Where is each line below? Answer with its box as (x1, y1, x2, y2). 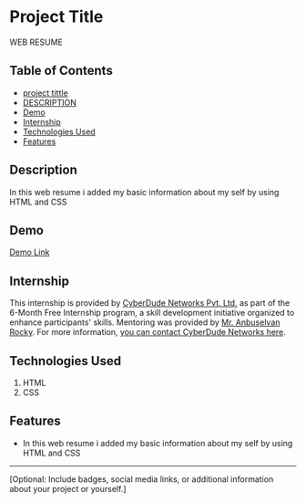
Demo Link (9, 246, 50, 257)
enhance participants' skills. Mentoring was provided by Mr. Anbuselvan (9, 317, 280, 328)
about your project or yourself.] (9, 483, 127, 494)
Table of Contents (9, 63, 114, 79)
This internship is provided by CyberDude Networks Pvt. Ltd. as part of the (9, 298, 291, 309)
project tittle (22, 87, 68, 98)
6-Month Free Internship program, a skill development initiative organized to (9, 308, 295, 319)
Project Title (9, 6, 104, 27)
